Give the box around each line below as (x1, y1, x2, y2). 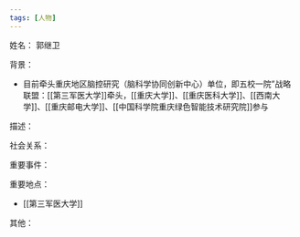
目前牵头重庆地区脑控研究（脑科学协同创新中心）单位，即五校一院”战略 (22, 78, 291, 89)
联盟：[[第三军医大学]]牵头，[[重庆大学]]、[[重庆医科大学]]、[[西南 (22, 89, 273, 100)
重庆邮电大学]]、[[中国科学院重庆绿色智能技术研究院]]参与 (50, 101, 269, 112)
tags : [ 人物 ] (9, 13, 57, 23)
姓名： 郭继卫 (9, 39, 60, 50)
